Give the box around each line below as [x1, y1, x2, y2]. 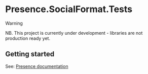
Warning [5, 20, 23, 26]
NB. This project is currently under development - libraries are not [5, 30, 143, 36]
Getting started [5, 50, 55, 58]
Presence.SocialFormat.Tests [5, 4, 133, 15]
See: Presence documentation [5, 63, 68, 69]
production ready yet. [5, 35, 51, 41]
